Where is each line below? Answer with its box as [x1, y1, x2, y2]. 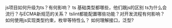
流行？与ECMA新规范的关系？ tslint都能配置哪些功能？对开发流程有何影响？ [5, 11, 165, 17]
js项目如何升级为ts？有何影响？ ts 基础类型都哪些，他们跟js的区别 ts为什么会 [5, 5, 167, 10]
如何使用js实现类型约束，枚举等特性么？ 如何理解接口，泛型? [5, 17, 134, 23]
